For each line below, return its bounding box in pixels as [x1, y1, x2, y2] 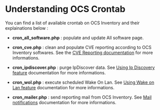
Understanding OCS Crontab [5, 3, 125, 15]
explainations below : [5, 25, 49, 31]
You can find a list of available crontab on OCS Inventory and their [5, 20, 140, 26]
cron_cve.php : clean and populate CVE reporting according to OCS [12, 44, 152, 50]
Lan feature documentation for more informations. [12, 84, 115, 90]
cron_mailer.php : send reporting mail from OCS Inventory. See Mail [12, 94, 152, 100]
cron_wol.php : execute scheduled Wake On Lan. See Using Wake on [12, 79, 155, 85]
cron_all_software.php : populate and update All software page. [12, 35, 144, 41]
